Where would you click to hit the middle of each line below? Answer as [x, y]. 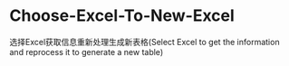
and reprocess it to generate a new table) [87, 52]
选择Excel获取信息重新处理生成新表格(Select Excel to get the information [144, 42]
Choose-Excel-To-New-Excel [122, 16]
